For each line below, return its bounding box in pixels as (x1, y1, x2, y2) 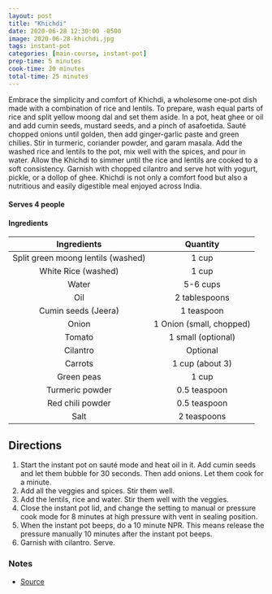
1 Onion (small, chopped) (153, 319, 251, 330)
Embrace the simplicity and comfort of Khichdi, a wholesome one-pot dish (8, 94, 257, 104)
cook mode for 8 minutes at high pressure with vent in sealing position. (19, 512, 258, 522)
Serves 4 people (8, 200, 65, 210)
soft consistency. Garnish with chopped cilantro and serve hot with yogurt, (8, 163, 258, 173)
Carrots (64, 358, 93, 370)
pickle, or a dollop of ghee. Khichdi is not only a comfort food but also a (8, 172, 248, 182)
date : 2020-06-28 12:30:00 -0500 (8, 27, 122, 35)
